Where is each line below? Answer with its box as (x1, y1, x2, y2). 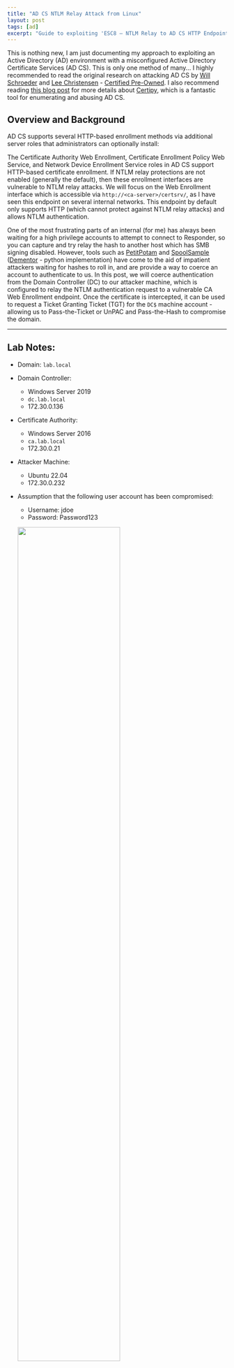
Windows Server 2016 (27, 429, 91, 437)
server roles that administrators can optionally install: (7, 140, 159, 148)
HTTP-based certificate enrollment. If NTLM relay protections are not (7, 168, 205, 177)
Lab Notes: (7, 341, 56, 353)
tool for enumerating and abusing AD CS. (7, 94, 125, 102)
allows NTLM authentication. (7, 212, 89, 221)
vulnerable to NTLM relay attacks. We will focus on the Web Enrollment (7, 183, 211, 191)
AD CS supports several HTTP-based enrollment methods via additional (7, 132, 213, 140)
